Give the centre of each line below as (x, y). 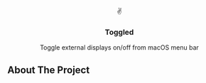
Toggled (119, 32)
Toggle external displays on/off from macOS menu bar (119, 48)
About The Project (49, 70)
